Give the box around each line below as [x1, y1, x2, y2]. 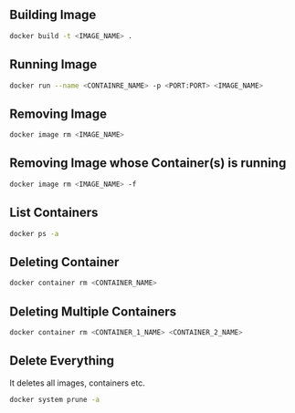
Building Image [9, 7, 97, 23]
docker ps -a [9, 229, 59, 238]
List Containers [9, 205, 99, 221]
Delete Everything [9, 353, 115, 368]
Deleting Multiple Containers [9, 304, 177, 319]
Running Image [9, 57, 98, 72]
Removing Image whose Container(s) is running [9, 155, 287, 171]
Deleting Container [9, 254, 120, 270]
